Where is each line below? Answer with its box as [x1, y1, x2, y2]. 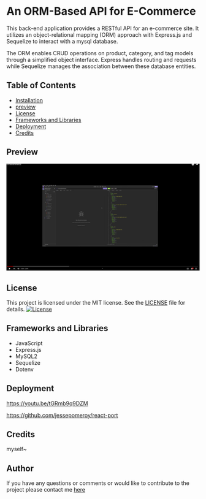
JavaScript [15, 339, 43, 347]
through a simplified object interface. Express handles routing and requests [6, 56, 197, 63]
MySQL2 [15, 352, 38, 360]
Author [6, 463, 34, 473]
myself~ [6, 446, 27, 453]
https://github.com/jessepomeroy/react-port [6, 411, 118, 419]
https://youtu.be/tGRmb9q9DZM [6, 400, 88, 407]
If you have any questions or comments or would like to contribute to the [6, 479, 190, 487]
